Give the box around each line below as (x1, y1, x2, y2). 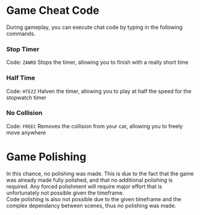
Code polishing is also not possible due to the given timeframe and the (6, 195, 182, 202)
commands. (6, 30, 36, 37)
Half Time (6, 73, 36, 82)
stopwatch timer (6, 94, 47, 101)
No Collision (6, 109, 43, 117)
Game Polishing (6, 150, 87, 164)
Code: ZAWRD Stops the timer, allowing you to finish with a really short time (6, 58, 189, 66)
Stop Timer (6, 45, 40, 53)
